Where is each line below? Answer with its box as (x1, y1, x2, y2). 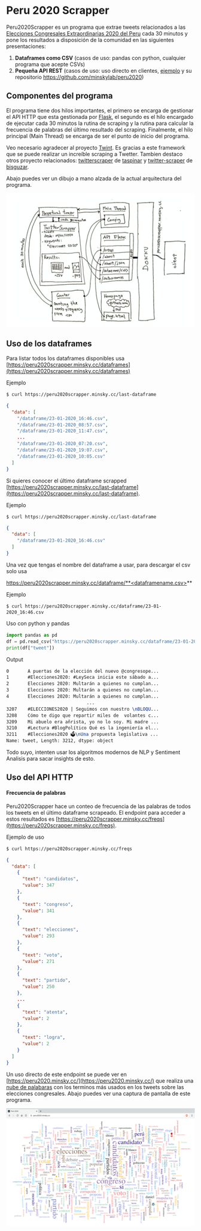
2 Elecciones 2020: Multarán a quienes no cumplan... (6, 681, 160, 687)
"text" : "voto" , (22, 952, 63, 958)
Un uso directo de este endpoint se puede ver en (6, 1071, 127, 1078)
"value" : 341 (22, 908, 55, 914)
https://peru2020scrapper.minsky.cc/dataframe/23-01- (25, 603, 162, 609)
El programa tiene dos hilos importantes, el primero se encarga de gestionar (6, 106, 194, 114)
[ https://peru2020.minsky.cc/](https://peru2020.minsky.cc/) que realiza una (6, 1077, 194, 1084)
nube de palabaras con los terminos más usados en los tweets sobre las (6, 1083, 184, 1090)
